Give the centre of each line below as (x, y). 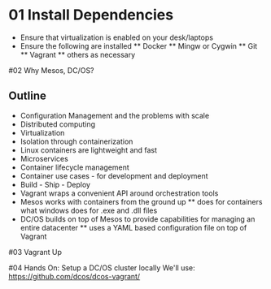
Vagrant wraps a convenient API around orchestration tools (119, 193)
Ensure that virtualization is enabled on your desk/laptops (117, 37)
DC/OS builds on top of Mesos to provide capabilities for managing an (138, 219)
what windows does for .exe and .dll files (89, 210)
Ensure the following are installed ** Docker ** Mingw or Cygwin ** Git (139, 45)
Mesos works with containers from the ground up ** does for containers (141, 201)
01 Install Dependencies (91, 15)
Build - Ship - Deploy (55, 184)
